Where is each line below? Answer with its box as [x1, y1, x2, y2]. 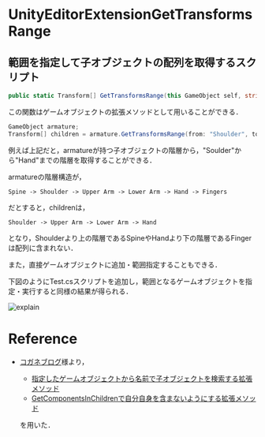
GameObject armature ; [8, 122, 80, 131]
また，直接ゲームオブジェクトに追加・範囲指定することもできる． [8, 260, 222, 269]
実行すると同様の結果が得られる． [21, 286, 132, 296]
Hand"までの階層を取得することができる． [18, 155, 156, 165]
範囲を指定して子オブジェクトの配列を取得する [8, 55, 237, 69]
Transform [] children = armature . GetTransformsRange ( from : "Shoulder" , [8, 130, 248, 138]
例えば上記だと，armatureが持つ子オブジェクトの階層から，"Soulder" [8, 145, 235, 155]
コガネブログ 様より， [19, 357, 89, 366]
